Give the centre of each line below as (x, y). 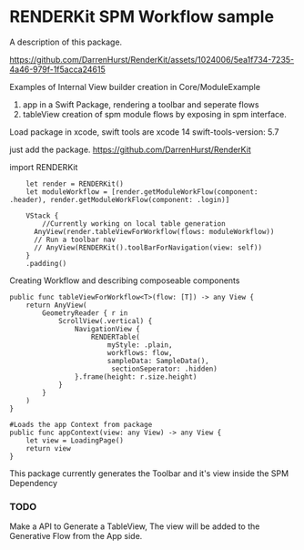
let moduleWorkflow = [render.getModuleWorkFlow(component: (142, 192)
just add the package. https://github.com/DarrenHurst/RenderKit (131, 149)
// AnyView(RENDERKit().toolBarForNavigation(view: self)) (147, 248)
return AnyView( (57, 305)
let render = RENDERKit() (75, 184)
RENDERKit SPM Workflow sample (142, 17)
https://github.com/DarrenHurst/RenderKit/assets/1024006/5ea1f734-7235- (152, 59)
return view (48, 448)
